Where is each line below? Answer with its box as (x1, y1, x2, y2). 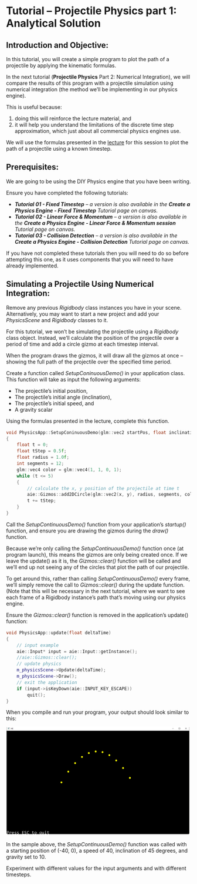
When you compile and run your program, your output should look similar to (6, 708, 189, 716)
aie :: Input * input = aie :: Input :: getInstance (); (16, 648, 138, 654)
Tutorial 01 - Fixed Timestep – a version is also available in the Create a (14, 200, 191, 207)
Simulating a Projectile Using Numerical (6, 279, 154, 289)
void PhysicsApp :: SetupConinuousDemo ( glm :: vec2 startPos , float (6, 429, 167, 435)
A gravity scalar (14, 406, 53, 413)
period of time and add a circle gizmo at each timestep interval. (6, 340, 159, 347)
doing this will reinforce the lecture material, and (14, 115, 132, 122)
